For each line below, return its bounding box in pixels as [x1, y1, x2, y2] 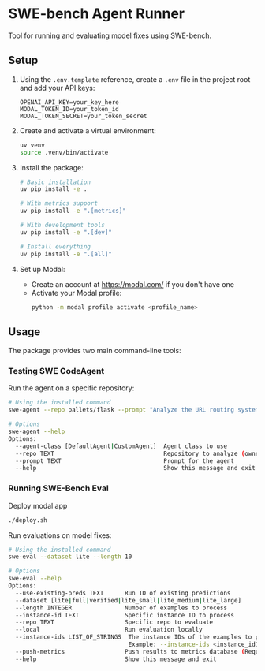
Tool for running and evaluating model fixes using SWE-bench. [8, 31, 212, 40]
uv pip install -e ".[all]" [19, 250, 112, 258]
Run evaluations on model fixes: [8, 530, 112, 540]
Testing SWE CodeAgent [8, 366, 105, 377]
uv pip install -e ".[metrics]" [19, 207, 126, 215]
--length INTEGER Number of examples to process [15, 604, 227, 612]
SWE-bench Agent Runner [8, 5, 185, 23]
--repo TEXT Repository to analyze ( [15, 449, 245, 457]
